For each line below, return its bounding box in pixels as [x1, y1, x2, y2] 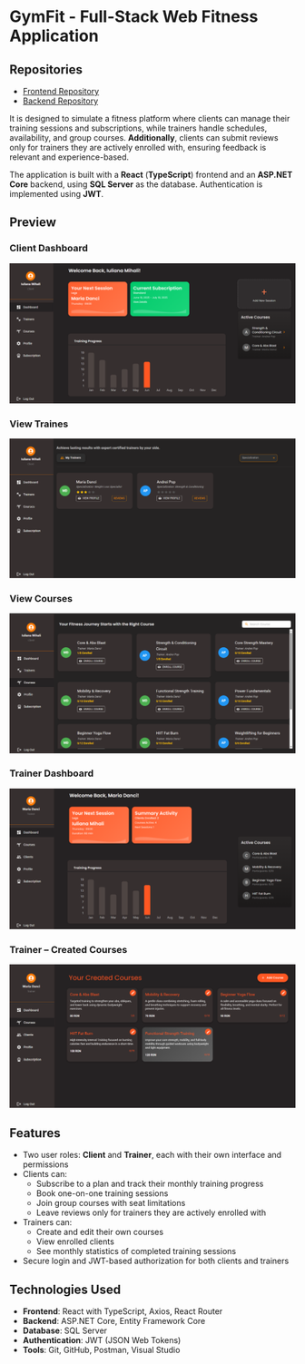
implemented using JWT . [9, 189, 104, 199]
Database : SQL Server [22, 1325, 107, 1336]
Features [9, 1125, 61, 1141]
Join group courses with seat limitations [35, 1198, 186, 1209]
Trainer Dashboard [9, 767, 94, 780]
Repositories [9, 62, 84, 77]
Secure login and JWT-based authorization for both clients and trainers [22, 1255, 290, 1267]
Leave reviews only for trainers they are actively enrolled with [35, 1207, 266, 1218]
